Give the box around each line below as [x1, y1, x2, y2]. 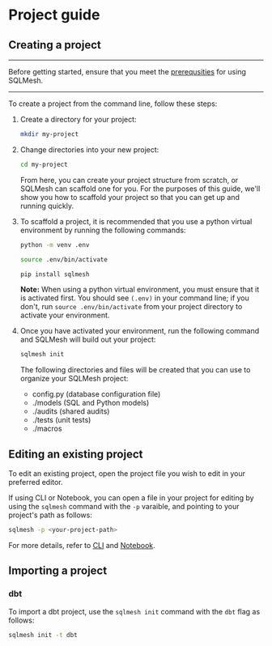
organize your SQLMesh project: [19, 374, 129, 384]
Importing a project [8, 564, 108, 578]
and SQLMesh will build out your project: [19, 334, 156, 345]
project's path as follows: [8, 510, 93, 520]
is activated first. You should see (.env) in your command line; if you [19, 293, 249, 303]
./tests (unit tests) [32, 415, 91, 425]
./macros [32, 423, 62, 434]
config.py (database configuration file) [32, 389, 161, 399]
